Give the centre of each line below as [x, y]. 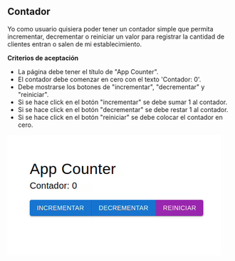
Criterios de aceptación [43, 58]
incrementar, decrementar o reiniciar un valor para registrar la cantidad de [116, 36]
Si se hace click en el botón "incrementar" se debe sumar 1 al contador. [122, 102]
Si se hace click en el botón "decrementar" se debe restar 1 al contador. [123, 109]
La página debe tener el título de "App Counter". [88, 71]
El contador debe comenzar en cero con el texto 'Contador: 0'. [109, 79]
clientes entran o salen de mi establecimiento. [75, 44]
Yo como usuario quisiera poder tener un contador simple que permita [110, 29]
